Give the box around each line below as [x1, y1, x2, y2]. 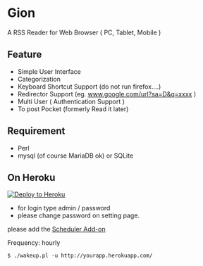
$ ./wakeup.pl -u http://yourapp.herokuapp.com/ [7, 252, 153, 260]
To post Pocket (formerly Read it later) [17, 104, 129, 113]
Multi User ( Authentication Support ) [17, 97, 125, 106]
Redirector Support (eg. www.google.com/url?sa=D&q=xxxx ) [17, 89, 197, 98]
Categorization [17, 75, 61, 83]
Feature [7, 49, 42, 61]
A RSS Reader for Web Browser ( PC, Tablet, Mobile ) [7, 28, 161, 37]
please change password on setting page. [17, 211, 140, 220]
